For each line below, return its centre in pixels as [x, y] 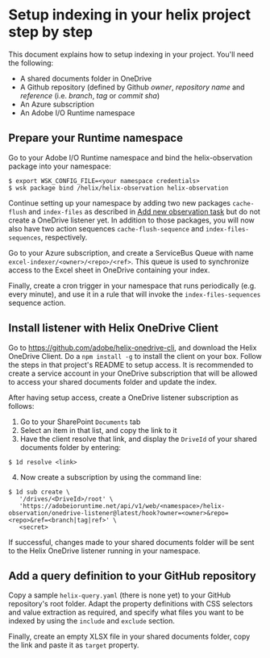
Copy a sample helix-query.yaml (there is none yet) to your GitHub [120, 595]
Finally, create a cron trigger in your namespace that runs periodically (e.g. [132, 285]
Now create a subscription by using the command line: [110, 477]
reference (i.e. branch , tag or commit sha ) [90, 95]
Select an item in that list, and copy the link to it [98, 430]
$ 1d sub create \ [39, 492]
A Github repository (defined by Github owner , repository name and [132, 87]
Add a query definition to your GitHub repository [132, 575]
